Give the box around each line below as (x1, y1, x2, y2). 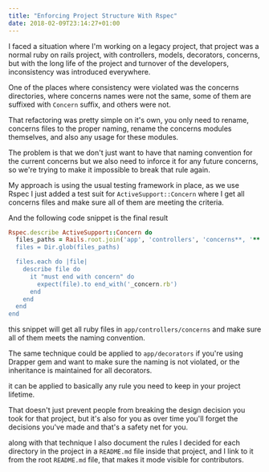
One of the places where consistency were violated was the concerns (8, 82, 239, 92)
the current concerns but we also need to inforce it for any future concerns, (8, 156, 259, 165)
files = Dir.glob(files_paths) (15, 243, 120, 251)
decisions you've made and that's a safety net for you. (8, 422, 189, 432)
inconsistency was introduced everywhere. (8, 67, 151, 76)
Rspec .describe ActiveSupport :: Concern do (8, 228, 153, 237)
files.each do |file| (15, 258, 88, 266)
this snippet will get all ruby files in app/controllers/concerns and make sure (8, 324, 262, 334)
